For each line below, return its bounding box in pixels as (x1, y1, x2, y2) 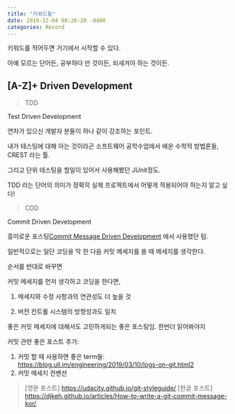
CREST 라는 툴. (7, 151, 51, 159)
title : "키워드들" (7, 10, 56, 18)
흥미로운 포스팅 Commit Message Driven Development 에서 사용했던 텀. (7, 232, 209, 241)
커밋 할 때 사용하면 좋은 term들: (17, 352, 105, 361)
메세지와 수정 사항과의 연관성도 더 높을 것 (17, 292, 132, 301)
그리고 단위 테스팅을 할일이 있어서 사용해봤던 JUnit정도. (7, 166, 161, 174)
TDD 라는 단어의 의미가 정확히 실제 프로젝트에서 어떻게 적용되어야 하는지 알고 (7, 181, 221, 190)
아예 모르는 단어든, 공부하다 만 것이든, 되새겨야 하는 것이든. (7, 59, 170, 67)
